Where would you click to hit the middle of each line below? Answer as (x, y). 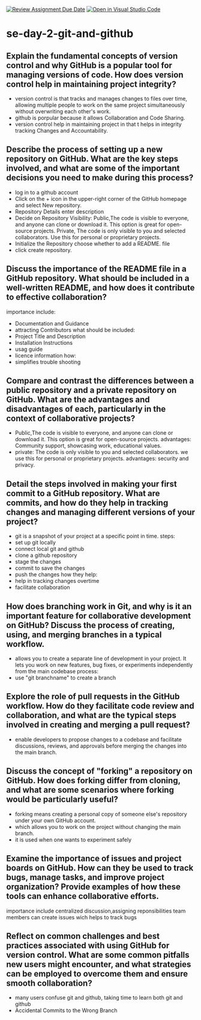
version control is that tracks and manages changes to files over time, (101, 99)
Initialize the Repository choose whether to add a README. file (92, 244)
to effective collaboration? (56, 297)
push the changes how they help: (56, 575)
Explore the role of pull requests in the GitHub (93, 697)
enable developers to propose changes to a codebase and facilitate (98, 739)
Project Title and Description (50, 336)
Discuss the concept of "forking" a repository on (100, 771)
